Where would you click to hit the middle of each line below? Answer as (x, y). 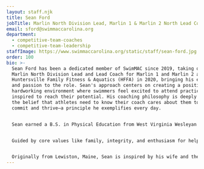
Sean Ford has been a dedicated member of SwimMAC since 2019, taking (103, 68)
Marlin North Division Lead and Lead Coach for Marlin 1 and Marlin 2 (103, 74)
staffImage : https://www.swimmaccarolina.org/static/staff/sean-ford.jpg (102, 52)
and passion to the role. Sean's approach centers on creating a (96, 86)
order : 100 (20, 57)
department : (21, 35)
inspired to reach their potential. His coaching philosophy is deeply (104, 97)
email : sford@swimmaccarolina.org (50, 29)
